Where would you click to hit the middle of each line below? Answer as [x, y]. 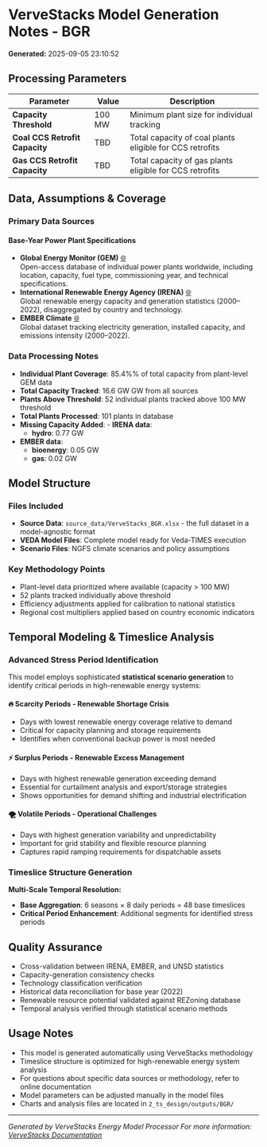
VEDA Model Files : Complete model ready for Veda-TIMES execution [133, 540]
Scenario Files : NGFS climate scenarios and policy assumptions [125, 549]
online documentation [55, 1086]
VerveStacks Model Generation [114, 15]
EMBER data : [41, 441]
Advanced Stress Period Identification [83, 660]
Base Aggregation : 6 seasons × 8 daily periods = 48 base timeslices [132, 905]
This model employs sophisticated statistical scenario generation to [121, 677]
